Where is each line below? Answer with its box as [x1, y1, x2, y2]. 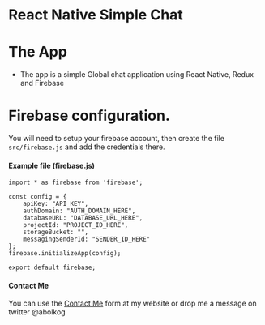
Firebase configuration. [8, 107, 170, 125]
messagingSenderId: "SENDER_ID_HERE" [23, 235, 151, 244]
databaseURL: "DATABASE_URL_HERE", [23, 214, 143, 222]
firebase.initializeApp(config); [8, 250, 122, 258]
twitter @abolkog [8, 307, 66, 317]
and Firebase [19, 79, 65, 88]
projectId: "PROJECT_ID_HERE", [23, 221, 129, 229]
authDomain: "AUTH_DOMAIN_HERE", [23, 207, 136, 216]
